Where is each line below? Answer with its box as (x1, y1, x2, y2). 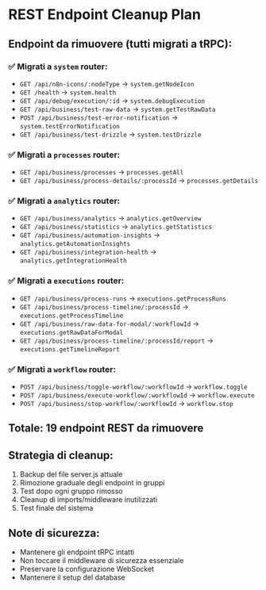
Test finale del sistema (19, 504, 94, 513)
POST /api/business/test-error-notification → (19, 113, 179, 122)
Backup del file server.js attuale (19, 469, 123, 479)
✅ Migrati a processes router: (8, 149, 121, 160)
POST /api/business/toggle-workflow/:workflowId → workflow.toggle (19, 382, 248, 392)
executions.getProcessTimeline (19, 312, 124, 320)
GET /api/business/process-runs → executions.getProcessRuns (19, 293, 226, 303)
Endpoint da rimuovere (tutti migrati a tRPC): (8, 37, 233, 51)
